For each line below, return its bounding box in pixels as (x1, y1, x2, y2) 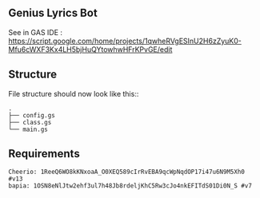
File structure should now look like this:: (8, 89, 139, 98)
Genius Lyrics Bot (8, 6, 98, 20)
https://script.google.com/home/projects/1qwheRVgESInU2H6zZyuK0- (8, 36, 242, 46)
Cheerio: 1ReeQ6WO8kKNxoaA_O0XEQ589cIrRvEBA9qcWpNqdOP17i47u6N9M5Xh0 (8, 168, 246, 176)
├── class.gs (8, 118, 52, 126)
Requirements (8, 147, 80, 160)
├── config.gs (8, 111, 56, 119)
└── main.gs (8, 125, 48, 133)
